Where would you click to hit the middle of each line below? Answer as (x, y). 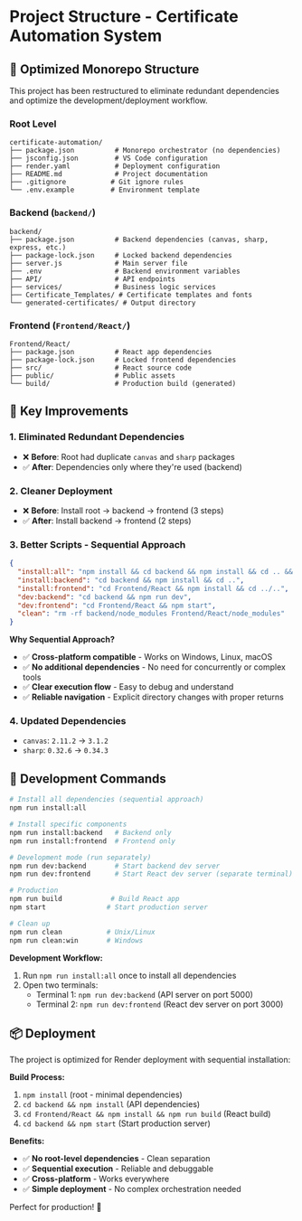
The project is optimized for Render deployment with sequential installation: (150, 1060)
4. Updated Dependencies (68, 721)
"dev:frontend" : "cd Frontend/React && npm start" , (117, 606)
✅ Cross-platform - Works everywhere (96, 1179)
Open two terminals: (60, 985)
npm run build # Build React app (94, 899)
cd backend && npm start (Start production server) (116, 1123)
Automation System (86, 36)
